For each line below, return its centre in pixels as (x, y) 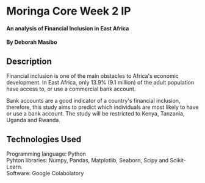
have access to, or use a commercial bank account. (71, 89)
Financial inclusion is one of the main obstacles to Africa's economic (92, 76)
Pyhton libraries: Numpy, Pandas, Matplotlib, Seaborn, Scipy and (88, 160)
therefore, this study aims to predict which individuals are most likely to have (103, 107)
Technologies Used (44, 139)
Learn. (14, 167)
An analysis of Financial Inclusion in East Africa (68, 28)
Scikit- (178, 160)
